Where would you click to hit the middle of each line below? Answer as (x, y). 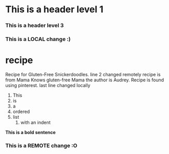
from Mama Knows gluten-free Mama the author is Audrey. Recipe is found (85, 80)
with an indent (35, 122)
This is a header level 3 (35, 26)
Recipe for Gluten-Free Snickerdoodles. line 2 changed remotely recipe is (83, 74)
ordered (21, 112)
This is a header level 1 (54, 9)
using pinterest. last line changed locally (48, 85)
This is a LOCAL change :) (38, 39)
